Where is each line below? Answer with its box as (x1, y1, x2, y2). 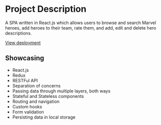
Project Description (5, 3, 87, 15)
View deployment (5, 39, 41, 45)
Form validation (12, 109, 45, 115)
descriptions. (5, 30, 32, 36)
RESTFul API (12, 77, 38, 83)
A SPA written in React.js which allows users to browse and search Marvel (5, 20, 157, 26)
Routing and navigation (12, 98, 59, 104)
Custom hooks (12, 103, 42, 109)
